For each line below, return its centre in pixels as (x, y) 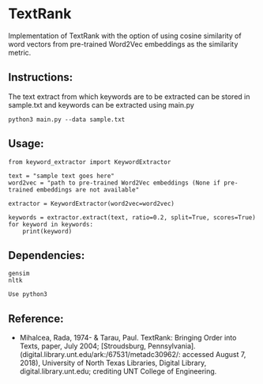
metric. (20, 52)
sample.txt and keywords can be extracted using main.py (101, 105)
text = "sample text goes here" (61, 176)
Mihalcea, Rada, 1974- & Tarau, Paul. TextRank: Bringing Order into (128, 338)
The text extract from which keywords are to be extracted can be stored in (129, 97)
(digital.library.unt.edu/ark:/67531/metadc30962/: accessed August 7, (133, 355)
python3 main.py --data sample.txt (67, 120)
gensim (19, 274)
